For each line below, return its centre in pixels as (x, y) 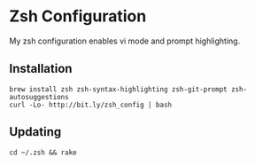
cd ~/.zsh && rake (43, 153)
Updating (35, 132)
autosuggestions (39, 97)
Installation (41, 69)
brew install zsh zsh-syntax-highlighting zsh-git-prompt (118, 89)
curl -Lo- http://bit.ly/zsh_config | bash (91, 105)
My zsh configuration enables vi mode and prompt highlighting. (125, 41)
